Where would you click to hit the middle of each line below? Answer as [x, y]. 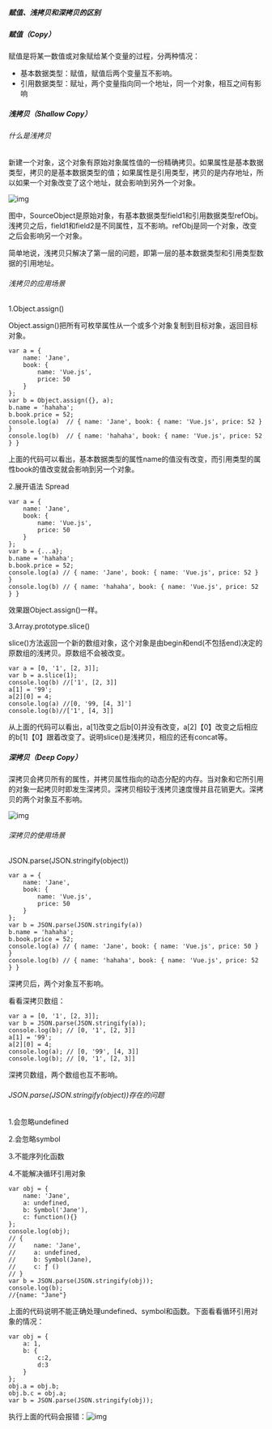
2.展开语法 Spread [39, 487]
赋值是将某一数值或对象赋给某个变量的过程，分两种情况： [104, 56]
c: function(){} [51, 1217]
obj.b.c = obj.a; [38, 1393]
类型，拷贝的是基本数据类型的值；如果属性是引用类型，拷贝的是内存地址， [132, 172]
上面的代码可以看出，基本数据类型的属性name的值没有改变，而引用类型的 [131, 459]
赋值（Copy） [32, 34]
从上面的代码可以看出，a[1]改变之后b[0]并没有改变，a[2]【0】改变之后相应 [133, 727]
